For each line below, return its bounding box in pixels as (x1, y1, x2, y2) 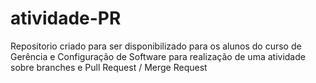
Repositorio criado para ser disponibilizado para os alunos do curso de (10, 40, 302, 52)
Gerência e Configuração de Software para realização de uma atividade (10, 50, 306, 62)
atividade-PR (10, 7, 122, 30)
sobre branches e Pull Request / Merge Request (10, 61, 208, 73)
